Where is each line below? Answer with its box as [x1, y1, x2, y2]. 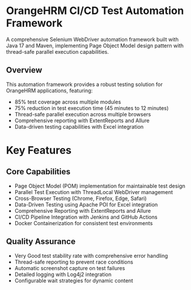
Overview [6, 65, 43, 75]
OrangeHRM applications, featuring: [6, 87, 93, 94]
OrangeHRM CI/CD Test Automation [6, 4, 185, 18]
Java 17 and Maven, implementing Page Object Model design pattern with [6, 42, 184, 49]
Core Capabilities [6, 167, 71, 177]
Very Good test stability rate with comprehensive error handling [14, 252, 168, 259]
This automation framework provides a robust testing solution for [6, 81, 163, 88]
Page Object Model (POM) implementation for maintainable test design [14, 182, 186, 189]
